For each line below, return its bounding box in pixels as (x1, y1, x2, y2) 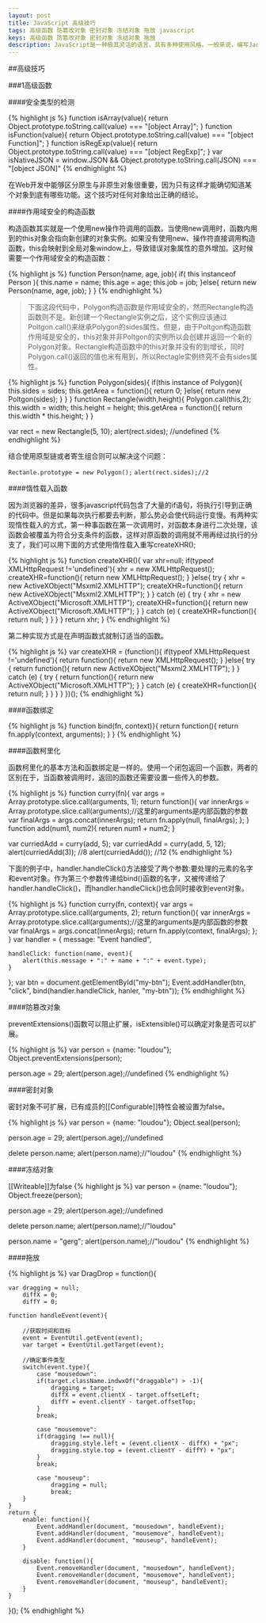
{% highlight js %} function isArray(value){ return (8, 113, 169, 123)
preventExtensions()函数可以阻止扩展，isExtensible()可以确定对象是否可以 (8, 1019, 250, 1029)
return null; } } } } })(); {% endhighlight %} (8, 689, 144, 699)
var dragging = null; (8, 1284, 80, 1292)
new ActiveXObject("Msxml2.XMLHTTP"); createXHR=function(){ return (8, 581, 243, 591)
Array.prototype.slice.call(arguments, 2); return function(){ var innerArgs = (8, 908, 251, 917)
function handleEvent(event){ (8, 1312, 108, 1320)
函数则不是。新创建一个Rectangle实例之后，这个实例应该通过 (27, 312, 227, 322)
